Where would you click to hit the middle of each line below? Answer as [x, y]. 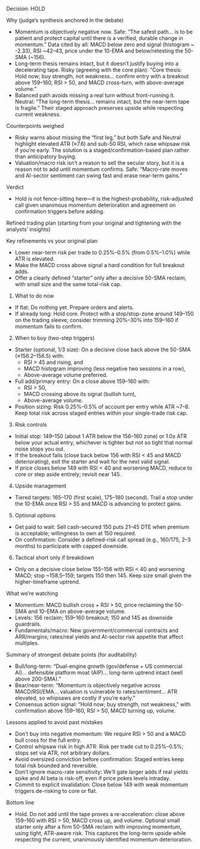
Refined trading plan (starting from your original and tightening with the [94, 223]
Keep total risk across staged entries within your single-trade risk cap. [101, 413]
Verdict [15, 187]
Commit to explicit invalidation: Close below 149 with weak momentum [101, 784]
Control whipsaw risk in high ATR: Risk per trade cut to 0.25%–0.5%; [99, 747]
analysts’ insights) [28, 229]
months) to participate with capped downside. [71, 546]
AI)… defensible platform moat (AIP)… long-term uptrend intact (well [99, 672]
